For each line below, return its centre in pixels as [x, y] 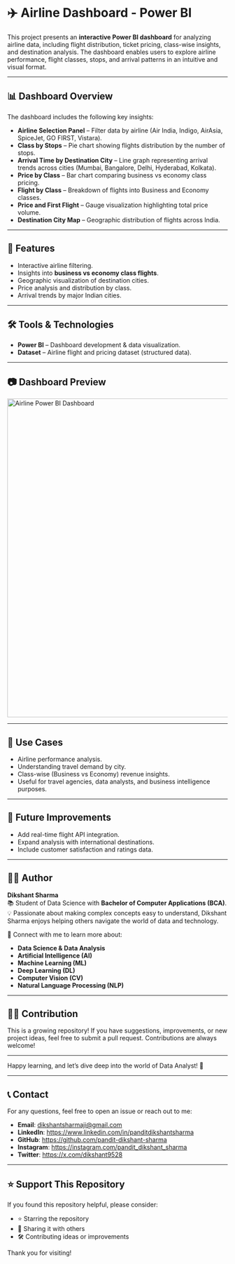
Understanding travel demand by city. [72, 767]
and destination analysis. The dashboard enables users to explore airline [112, 52]
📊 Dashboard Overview [60, 96]
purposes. [32, 789]
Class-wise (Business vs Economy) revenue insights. [93, 774]
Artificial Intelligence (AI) [55, 955]
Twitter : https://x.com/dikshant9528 [70, 1155]
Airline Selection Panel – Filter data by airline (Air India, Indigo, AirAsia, [120, 130]
